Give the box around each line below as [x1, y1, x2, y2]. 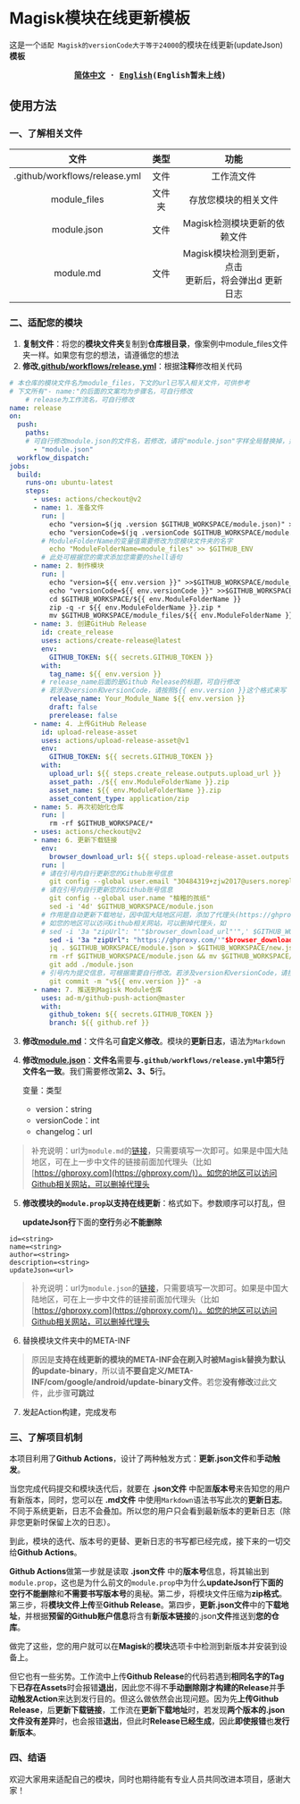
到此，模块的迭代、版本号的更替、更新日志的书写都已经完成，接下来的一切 [9, 1536, 283, 1547]
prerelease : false [48, 711, 118, 720]
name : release [9, 403, 62, 412]
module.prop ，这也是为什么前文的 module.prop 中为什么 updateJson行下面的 [9, 1577, 284, 1588]
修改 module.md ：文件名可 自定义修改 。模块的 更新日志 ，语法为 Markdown [21, 1036, 286, 1047]
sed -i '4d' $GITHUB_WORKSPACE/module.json [48, 902, 214, 912]
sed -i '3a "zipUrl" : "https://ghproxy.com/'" [48, 935, 226, 944]
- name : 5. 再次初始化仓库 [32, 802, 124, 812]
